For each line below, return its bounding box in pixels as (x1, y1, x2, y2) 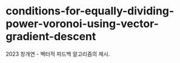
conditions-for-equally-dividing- (5, 4, 175, 18)
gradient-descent (5, 30, 96, 43)
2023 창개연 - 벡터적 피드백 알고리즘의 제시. (5, 50, 110, 58)
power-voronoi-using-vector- (5, 17, 159, 31)
